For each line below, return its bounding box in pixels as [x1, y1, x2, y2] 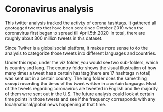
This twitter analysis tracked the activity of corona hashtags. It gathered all [5, 20, 156, 26]
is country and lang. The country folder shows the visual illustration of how [5, 65, 157, 71]
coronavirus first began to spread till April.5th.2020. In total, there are [5, 30, 145, 36]
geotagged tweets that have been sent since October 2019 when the [5, 25, 144, 30]
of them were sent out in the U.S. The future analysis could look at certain [5, 91, 155, 97]
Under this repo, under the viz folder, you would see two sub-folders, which [5, 59, 159, 65]
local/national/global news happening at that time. [5, 101, 107, 107]
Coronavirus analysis [5, 3, 94, 15]
